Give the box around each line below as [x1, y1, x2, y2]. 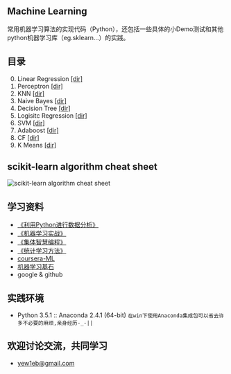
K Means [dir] [17, 141, 57, 149]
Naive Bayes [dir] [17, 96, 67, 105]
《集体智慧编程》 [17, 238, 67, 247]
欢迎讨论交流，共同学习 [7, 340, 108, 352]
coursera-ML [17, 254, 55, 262]
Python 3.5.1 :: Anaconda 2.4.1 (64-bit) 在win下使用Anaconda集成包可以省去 [17, 311, 219, 319]
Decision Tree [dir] [17, 104, 71, 112]
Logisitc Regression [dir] [17, 111, 88, 120]
